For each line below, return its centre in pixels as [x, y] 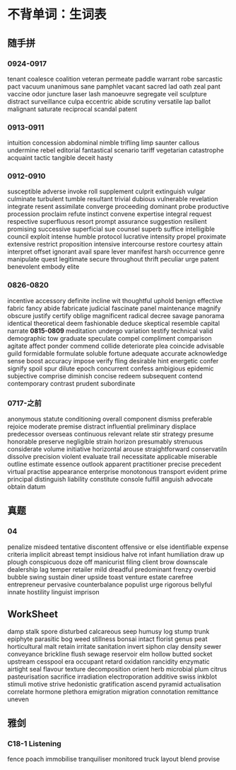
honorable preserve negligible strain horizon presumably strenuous [105, 442]
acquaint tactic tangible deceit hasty [60, 158]
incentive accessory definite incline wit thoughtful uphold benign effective [115, 300]
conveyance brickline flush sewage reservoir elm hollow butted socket [110, 654]
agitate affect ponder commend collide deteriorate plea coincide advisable [116, 346]
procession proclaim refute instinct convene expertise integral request [110, 214]
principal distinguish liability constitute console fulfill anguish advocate [110, 480]
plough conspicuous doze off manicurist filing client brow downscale [108, 562]
